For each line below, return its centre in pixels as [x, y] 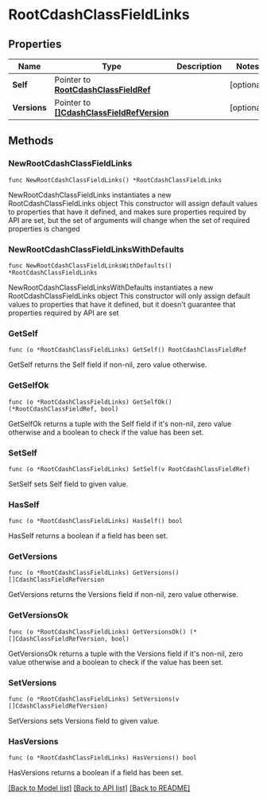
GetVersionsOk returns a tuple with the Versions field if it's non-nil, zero [126, 654]
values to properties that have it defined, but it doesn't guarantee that [122, 304]
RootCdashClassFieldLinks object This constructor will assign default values [133, 203]
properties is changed [44, 228]
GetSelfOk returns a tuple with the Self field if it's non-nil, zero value [120, 423]
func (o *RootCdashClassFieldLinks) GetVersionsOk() [97, 632]
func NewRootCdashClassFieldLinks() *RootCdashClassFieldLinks [115, 180]
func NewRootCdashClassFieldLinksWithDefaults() [90, 265]
